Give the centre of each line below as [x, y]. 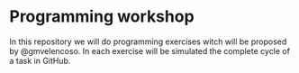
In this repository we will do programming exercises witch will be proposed [148, 41]
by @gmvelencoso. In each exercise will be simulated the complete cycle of [150, 50]
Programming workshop [102, 17]
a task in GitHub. [40, 60]
